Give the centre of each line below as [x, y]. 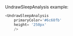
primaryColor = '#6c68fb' [38, 20]
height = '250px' [30, 24]
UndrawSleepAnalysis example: [37, 7]
